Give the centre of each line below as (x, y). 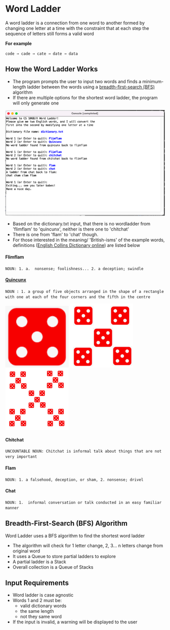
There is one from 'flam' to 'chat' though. (55, 235)
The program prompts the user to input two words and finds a (77, 81)
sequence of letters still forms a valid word (50, 33)
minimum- (153, 81)
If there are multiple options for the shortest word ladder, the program (85, 97)
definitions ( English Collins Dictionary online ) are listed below (76, 245)
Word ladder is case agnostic (43, 595)
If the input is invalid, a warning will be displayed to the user (75, 622)
